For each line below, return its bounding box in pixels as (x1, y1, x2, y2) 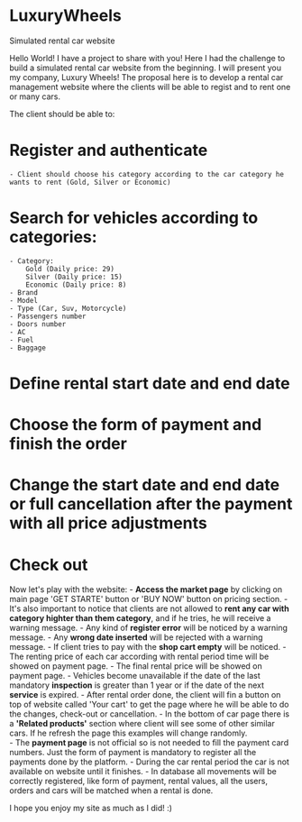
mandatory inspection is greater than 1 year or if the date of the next (9, 680, 264, 690)
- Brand (9, 288, 39, 297)
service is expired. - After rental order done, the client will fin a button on (9, 690, 281, 700)
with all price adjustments (9, 513, 207, 534)
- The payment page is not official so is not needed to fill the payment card (9, 737, 289, 748)
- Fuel (9, 335, 34, 344)
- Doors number (9, 319, 67, 329)
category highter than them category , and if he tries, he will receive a (9, 613, 271, 624)
